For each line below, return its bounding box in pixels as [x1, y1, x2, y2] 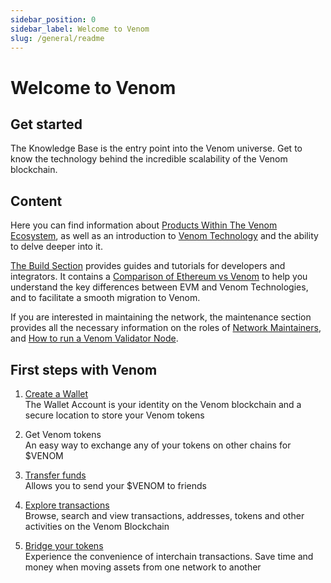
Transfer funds [24, 469, 87, 481]
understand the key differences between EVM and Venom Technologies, [10, 281, 309, 293]
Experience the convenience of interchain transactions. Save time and [24, 551, 314, 562]
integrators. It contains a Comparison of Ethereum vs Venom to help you [10, 271, 308, 283]
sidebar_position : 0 [10, 14, 97, 25]
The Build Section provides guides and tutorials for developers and [10, 260, 286, 272]
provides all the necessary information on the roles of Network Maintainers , [10, 322, 322, 334]
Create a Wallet [24, 388, 89, 400]
